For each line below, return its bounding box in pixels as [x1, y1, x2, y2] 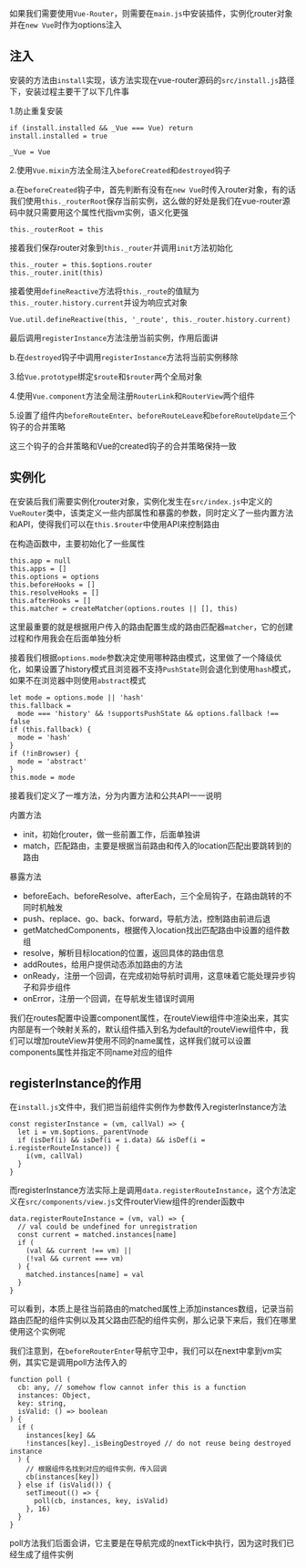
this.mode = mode [9, 773, 76, 782]
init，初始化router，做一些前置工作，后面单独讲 [22, 828, 201, 839]
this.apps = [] [9, 564, 67, 573]
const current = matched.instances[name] [17, 1231, 178, 1240]
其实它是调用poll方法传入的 [25, 1357, 127, 1368]
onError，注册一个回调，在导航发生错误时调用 [22, 992, 196, 1003]
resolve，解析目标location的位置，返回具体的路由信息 [22, 947, 225, 958]
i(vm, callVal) [25, 1152, 84, 1161]
